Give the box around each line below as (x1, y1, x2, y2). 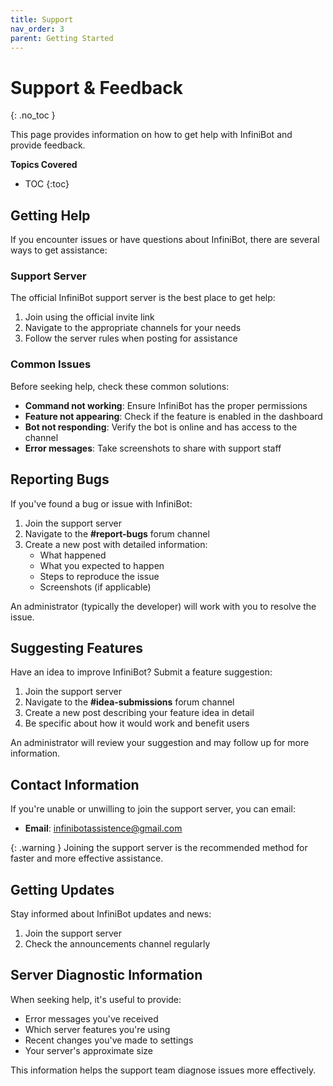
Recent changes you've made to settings (24, 1034, 194, 1046)
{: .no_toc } (10, 109, 56, 121)
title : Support (10, 14, 74, 25)
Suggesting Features (10, 639, 144, 656)
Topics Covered (10, 159, 78, 171)
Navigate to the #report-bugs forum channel (24, 527, 210, 540)
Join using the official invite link (24, 311, 155, 323)
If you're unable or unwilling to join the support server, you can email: (10, 803, 296, 815)
